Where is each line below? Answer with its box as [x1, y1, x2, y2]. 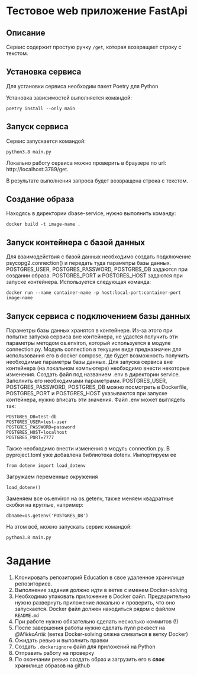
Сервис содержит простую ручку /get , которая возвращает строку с [6, 43, 182, 50]
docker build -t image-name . [6, 221, 81, 228]
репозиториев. [14, 580, 52, 587]
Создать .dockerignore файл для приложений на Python [14, 643, 156, 650]
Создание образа [6, 194, 75, 204]
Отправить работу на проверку [14, 650, 95, 656]
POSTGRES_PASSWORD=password [6, 424, 76, 430]
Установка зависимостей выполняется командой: [6, 94, 132, 101]
